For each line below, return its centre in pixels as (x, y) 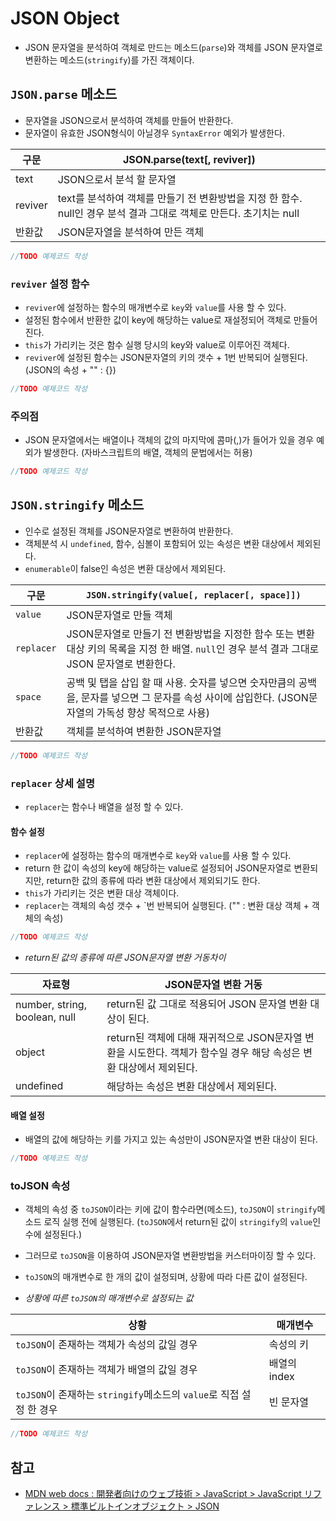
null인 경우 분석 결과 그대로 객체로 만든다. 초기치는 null (178, 213)
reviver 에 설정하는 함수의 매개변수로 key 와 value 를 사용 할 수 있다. (155, 307)
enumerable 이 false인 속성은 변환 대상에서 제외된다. (125, 568)
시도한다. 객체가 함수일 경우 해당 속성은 (214, 1053)
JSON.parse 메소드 (64, 94)
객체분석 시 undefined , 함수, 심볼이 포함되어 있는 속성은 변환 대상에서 (159, 543)
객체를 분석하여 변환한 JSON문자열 (144, 731)
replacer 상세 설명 (52, 783)
